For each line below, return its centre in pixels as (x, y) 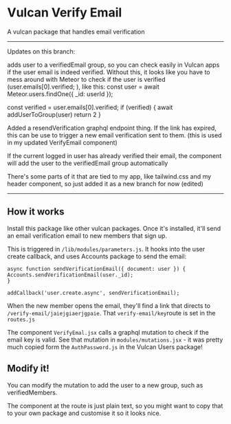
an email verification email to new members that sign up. (87, 236)
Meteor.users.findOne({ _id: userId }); (60, 93)
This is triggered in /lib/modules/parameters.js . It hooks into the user (106, 249)
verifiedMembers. (32, 392)
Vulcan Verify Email (65, 13)
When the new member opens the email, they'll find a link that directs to (109, 305)
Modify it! (28, 369)
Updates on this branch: (41, 51)
